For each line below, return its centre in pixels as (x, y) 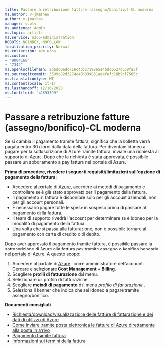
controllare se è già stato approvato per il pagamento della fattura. (80, 192)
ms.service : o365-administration (40, 38)
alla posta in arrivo (31, 330)
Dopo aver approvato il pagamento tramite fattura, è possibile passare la (79, 244)
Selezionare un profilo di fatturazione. (51, 280)
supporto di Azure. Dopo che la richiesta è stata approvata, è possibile (77, 157)
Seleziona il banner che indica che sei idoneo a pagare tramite (76, 290)
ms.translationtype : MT (30, 79)
